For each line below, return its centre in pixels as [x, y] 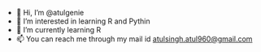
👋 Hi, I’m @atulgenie [50, 13]
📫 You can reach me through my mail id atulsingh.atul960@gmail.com [134, 39]
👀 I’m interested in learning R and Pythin [83, 21]
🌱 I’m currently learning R [59, 30]
